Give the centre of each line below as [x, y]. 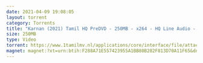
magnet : [16, 51]
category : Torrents [31, 23]
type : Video [21, 40]
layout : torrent [27, 17]
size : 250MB [21, 34]
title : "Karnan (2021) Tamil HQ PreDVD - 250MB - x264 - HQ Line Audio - [101, 28]
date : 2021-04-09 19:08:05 [40, 12]
